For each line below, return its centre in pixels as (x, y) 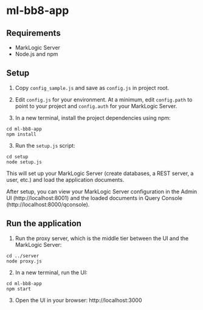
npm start (19, 289)
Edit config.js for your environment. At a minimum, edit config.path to (104, 99)
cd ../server (23, 256)
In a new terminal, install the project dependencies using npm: (93, 118)
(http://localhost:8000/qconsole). (48, 204)
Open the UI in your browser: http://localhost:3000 (78, 300)
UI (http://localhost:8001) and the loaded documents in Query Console (94, 198)
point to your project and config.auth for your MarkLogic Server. (96, 106)
